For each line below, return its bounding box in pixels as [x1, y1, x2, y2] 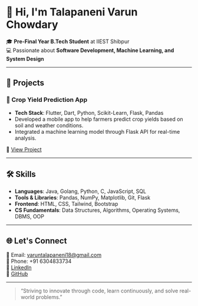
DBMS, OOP [14, 213, 45, 220]
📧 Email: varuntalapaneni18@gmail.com [6, 252, 102, 259]
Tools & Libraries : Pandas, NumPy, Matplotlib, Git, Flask [14, 194, 151, 201]
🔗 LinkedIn [6, 264, 32, 271]
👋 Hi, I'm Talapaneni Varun [6, 5, 138, 19]
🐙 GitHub [6, 270, 28, 278]
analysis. [14, 134, 37, 141]
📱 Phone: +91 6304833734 [6, 257, 72, 265]
